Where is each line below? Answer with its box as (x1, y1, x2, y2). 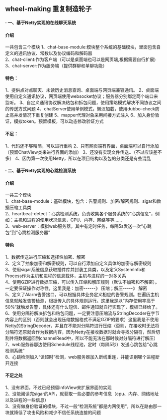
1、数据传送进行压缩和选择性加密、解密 (5, 254, 85, 260)
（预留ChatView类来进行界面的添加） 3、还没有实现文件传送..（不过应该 (5, 149, 153, 155)
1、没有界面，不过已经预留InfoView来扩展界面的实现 (5, 384, 112, 391)
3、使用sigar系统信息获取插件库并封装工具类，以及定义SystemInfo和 (5, 266, 146, 272)
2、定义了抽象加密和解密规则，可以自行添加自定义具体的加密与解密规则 (5, 260, 152, 266)
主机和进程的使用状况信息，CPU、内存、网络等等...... (13, 217, 122, 223)
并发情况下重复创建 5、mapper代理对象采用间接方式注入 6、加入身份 (13, 112, 155, 118)
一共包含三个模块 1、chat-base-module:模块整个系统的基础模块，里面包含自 (5, 44, 161, 50)
